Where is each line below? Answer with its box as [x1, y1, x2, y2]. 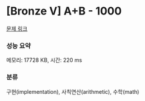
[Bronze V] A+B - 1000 [6, 4, 122, 18]
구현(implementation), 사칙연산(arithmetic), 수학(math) [6, 88, 140, 95]
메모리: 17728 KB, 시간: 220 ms [6, 56, 83, 64]
